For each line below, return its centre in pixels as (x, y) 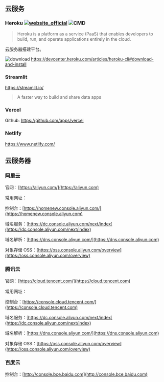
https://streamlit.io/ (24, 87)
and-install (16, 64)
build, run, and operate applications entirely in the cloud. (74, 39)
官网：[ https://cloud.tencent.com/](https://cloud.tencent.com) (68, 281)
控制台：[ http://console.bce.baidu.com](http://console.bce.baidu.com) (76, 374)
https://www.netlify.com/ (30, 144)
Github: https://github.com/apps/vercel (45, 121)
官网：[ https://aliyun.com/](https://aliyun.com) (52, 188)
